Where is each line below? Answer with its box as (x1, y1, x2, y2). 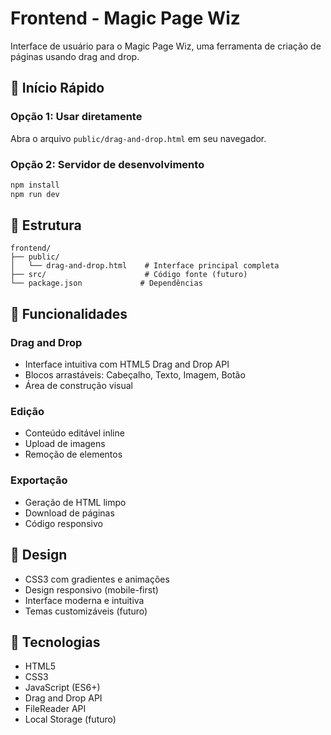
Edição (10, 405, 45, 419)
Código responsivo (24, 517, 103, 529)
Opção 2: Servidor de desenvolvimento (10, 157, 205, 171)
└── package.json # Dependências (10, 278, 203, 289)
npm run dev (10, 189, 60, 199)
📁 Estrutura (10, 217, 82, 234)
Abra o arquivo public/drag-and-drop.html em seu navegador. (10, 132, 267, 144)
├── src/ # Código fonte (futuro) (10, 270, 248, 280)
